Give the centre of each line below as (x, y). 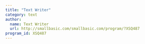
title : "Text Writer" (28, 10)
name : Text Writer (30, 24)
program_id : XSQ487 (26, 33)
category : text (21, 15)
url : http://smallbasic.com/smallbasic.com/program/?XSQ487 (75, 29)
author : (13, 19)
